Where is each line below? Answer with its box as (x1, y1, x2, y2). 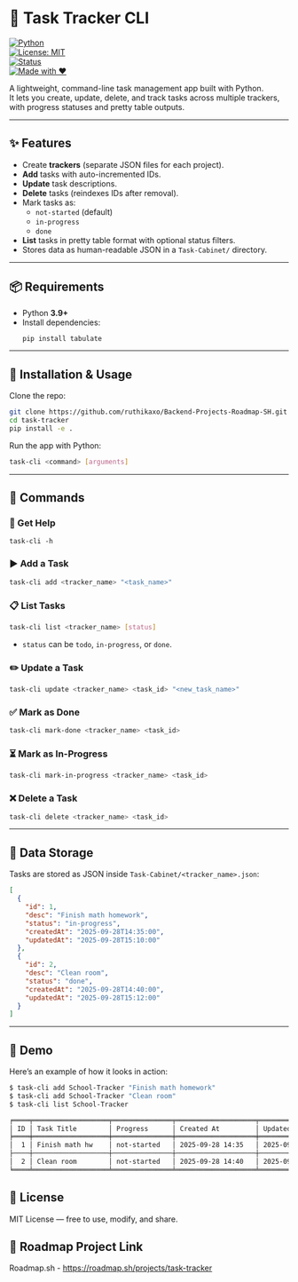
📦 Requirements (9, 280, 105, 295)
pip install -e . (9, 424, 74, 433)
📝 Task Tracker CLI (9, 8, 150, 28)
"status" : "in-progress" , (25, 919, 122, 928)
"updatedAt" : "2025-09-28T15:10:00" (25, 936, 161, 945)
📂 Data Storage (9, 845, 94, 860)
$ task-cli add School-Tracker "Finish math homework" (9, 1083, 216, 1093)
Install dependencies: (21, 317, 101, 328)
